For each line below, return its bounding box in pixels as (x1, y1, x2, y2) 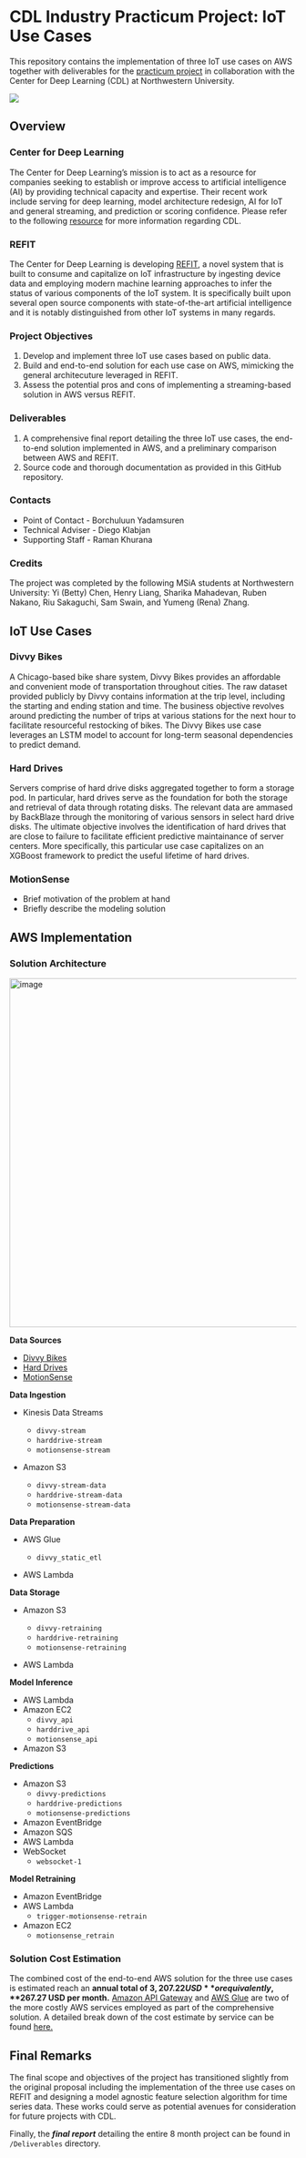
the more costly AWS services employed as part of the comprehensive (9, 2002, 275, 2013)
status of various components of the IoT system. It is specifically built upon (9, 287, 291, 298)
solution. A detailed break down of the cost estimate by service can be (9, 2011, 275, 2023)
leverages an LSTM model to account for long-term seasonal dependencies (9, 729, 293, 740)
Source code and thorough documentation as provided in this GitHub (22, 462, 282, 473)
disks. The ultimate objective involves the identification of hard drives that (9, 822, 287, 833)
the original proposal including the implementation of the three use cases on (9, 2081, 296, 2092)
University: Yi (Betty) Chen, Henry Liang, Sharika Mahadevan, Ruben (9, 588, 267, 598)
